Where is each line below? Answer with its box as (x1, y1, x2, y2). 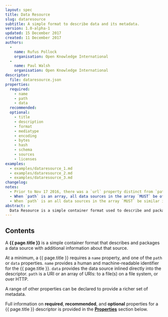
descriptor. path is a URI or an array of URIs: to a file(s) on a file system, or (5, 271, 158, 277)
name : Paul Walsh (14, 63, 50, 68)
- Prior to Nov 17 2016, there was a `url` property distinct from (9, 189, 153, 194)
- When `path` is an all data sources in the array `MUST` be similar (9, 199, 160, 204)
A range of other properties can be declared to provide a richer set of (5, 286, 148, 292)
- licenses (14, 156, 37, 162)
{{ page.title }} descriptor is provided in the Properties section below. (5, 306, 148, 312)
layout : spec (5, 7, 32, 13)
